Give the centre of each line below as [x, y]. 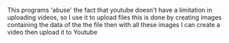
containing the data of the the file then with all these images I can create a [114, 25]
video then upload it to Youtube [52, 32]
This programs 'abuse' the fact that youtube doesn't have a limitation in [110, 10]
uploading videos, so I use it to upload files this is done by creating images [114, 17]
